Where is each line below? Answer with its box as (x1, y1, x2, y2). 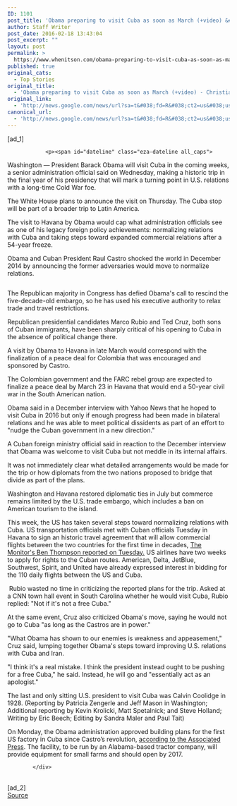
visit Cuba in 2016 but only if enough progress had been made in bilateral (7, 410, 220, 420)
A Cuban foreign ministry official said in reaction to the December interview (7, 439, 226, 448)
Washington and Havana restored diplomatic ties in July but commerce (7, 489, 214, 498)
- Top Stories (13, 75, 55, 83)
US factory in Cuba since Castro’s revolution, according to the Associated (7, 735, 221, 743)
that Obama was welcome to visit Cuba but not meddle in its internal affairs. (7, 447, 228, 456)
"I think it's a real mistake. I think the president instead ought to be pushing (7, 662, 225, 671)
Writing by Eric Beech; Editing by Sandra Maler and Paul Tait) (7, 714, 185, 722)
